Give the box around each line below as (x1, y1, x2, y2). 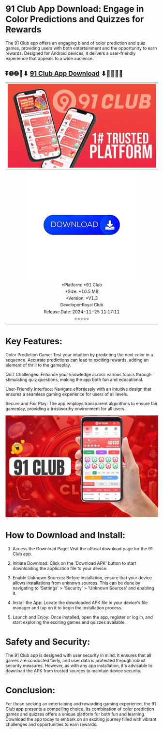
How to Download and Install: (5, 530, 125, 541)
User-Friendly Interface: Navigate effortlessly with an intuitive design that (5, 386, 152, 392)
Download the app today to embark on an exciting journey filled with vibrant (5, 716, 157, 722)
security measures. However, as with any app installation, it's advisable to (5, 663, 153, 668)
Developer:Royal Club (60, 302, 104, 308)
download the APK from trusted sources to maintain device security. (5, 668, 142, 673)
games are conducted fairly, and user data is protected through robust (5, 657, 146, 663)
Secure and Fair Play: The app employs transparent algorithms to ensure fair (5, 401, 158, 407)
